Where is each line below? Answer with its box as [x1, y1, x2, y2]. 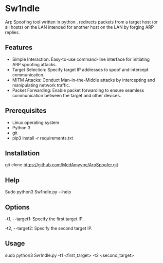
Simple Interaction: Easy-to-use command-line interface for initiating [12, 56, 150, 62]
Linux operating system [12, 120, 59, 125]
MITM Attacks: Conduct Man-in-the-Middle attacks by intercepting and [12, 77, 155, 83]
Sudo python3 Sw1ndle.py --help [5, 189, 72, 195]
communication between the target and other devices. [12, 92, 121, 98]
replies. [5, 29, 20, 35]
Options [5, 203, 30, 211]
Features [5, 43, 33, 52]
